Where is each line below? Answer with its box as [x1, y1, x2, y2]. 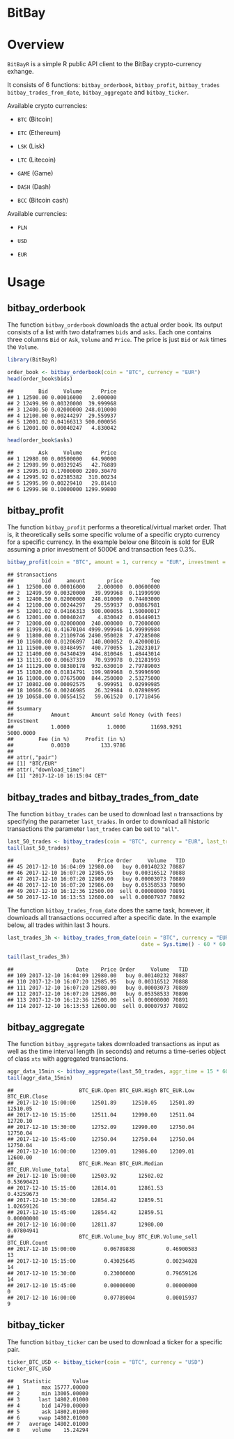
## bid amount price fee [7, 577, 160, 584]
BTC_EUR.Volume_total [7, 1167, 70, 1174]
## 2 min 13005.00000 [7, 1390, 89, 1397]
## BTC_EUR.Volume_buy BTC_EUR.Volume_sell [7, 1234, 198, 1240]
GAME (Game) [17, 169, 54, 178]
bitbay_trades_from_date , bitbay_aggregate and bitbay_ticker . [7, 88, 189, 97]
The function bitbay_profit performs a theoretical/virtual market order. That [7, 523, 226, 531]
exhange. [7, 68, 34, 76]
